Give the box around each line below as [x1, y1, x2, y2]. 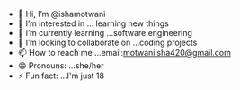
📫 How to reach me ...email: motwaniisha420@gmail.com [17, 48, 231, 58]
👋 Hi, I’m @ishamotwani [17, 9, 106, 19]
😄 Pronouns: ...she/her [17, 60, 104, 71]
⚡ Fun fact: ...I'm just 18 [17, 70, 105, 81]
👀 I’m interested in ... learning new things [17, 18, 169, 29]
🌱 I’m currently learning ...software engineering [17, 28, 193, 38]
